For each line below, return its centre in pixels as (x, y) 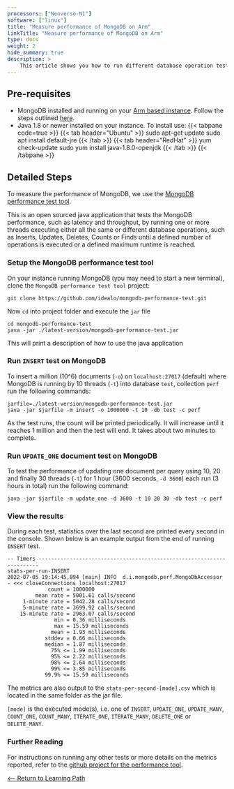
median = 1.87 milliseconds (85, 644)
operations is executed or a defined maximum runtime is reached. (102, 244)
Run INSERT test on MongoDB (57, 361)
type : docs (23, 40)
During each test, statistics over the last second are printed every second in (116, 531)
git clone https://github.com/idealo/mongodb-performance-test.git (107, 298)
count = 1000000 (71, 590)
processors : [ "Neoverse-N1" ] (49, 14)
